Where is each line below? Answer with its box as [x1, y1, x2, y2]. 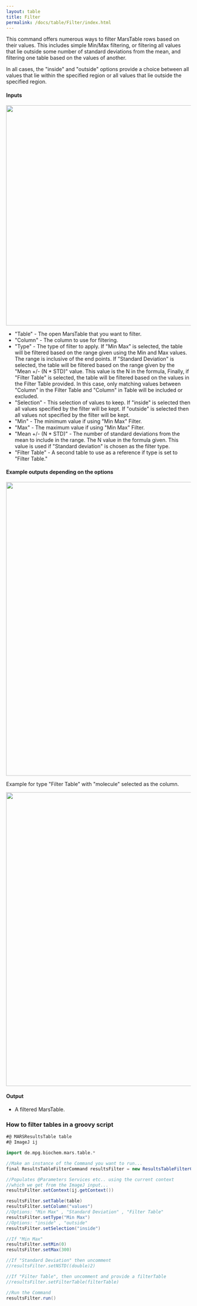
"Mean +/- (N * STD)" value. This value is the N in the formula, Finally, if [14, 368, 189, 375]
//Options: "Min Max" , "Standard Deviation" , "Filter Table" [6, 1209, 164, 1215]
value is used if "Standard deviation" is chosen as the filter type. [14, 442, 170, 449]
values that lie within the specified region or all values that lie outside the [6, 72, 182, 79]
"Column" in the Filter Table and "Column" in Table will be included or [14, 386, 183, 394]
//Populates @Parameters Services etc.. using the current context [6, 1176, 175, 1183]
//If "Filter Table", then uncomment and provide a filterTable [6, 1273, 167, 1280]
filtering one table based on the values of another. [6, 54, 127, 62]
